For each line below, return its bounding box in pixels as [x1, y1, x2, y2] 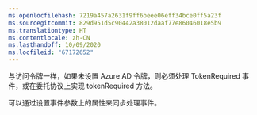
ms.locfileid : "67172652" [8, 48, 94, 56]
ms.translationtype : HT [8, 26, 87, 34]
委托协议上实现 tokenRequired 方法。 [35, 81, 157, 90]
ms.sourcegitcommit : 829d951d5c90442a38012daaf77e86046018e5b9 [8, 19, 222, 27]
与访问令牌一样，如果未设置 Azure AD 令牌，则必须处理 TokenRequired [8, 71, 240, 80]
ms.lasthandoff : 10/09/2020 [8, 41, 102, 49]
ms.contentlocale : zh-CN [8, 33, 90, 42]
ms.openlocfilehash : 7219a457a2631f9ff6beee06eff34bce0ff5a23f [8, 11, 222, 20]
